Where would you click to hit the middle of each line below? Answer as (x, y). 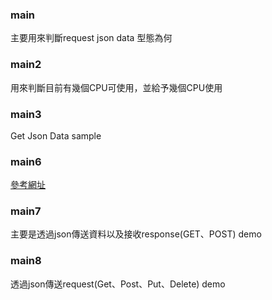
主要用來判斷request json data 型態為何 (91, 38)
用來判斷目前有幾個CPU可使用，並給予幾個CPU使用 (116, 87)
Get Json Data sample (56, 135)
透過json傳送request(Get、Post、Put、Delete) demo (118, 284)
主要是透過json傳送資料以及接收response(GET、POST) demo (136, 234)
